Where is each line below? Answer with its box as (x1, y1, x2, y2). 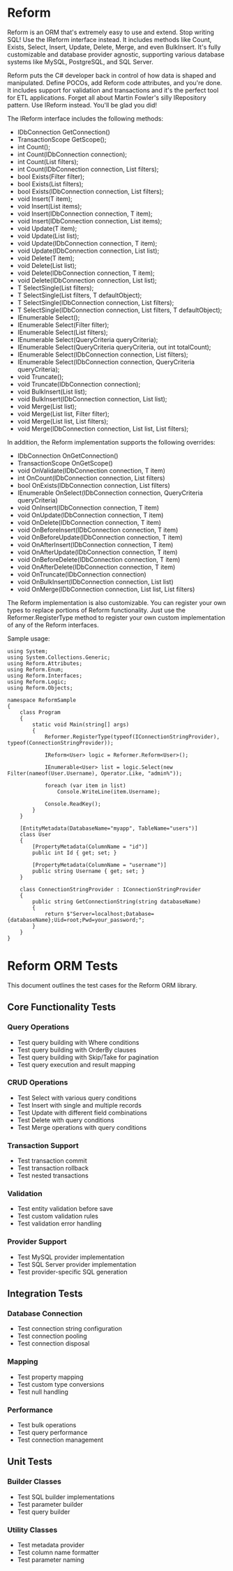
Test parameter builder (17, 1500, 84, 1508)
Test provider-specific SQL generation (17, 1267, 128, 1276)
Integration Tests (7, 1288, 83, 1300)
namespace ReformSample (7, 697, 77, 703)
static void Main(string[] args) (32, 721, 130, 728)
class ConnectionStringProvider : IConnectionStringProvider (20, 886, 201, 893)
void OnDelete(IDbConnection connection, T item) (17, 518, 162, 526)
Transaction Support (7, 1140, 79, 1150)
